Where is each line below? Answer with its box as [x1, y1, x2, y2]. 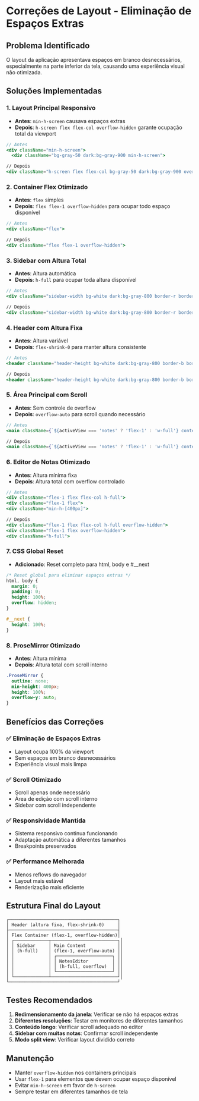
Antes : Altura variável [14, 337, 68, 344]
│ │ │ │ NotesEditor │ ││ [6, 958, 123, 964]
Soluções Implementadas [6, 86, 102, 96]
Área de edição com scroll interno [14, 795, 98, 803]
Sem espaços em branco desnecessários [14, 754, 116, 762]
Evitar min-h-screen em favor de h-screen [14, 1082, 116, 1089]
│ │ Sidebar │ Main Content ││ [6, 942, 123, 949]
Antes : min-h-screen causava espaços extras [14, 117, 126, 124]
